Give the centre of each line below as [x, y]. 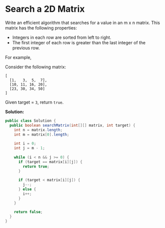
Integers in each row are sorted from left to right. [62, 37]
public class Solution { [31, 121]
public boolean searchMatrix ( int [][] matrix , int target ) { [72, 125]
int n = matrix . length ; [38, 130]
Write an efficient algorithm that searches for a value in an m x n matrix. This [82, 23]
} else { [27, 189]
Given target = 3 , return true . [34, 102]
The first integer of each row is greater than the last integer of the [79, 42]
